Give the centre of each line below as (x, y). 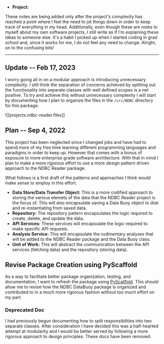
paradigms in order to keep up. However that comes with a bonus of (74, 152)
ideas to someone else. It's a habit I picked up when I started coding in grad (81, 37)
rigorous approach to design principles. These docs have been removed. (78, 336)
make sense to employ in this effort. (41, 183)
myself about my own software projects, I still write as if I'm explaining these (82, 32)
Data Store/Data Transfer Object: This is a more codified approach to (82, 192)
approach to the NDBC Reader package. (46, 168)
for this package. (22, 105)
